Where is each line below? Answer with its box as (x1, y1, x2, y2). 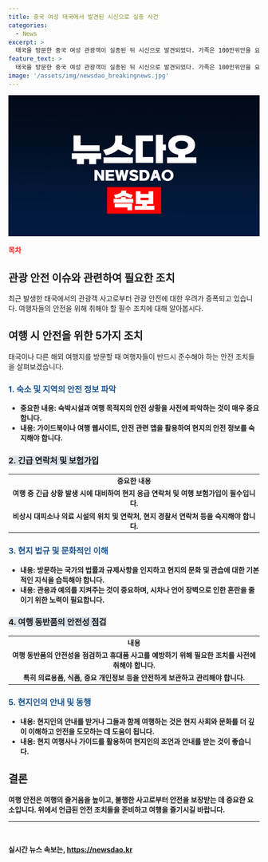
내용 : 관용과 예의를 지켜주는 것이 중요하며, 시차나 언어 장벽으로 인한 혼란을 (19, 585, 247, 594)
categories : (8, 21, 48, 30)
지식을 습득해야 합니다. (34, 575, 105, 585)
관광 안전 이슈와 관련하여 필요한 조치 (8, 271, 175, 285)
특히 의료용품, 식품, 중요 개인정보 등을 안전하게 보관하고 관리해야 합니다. (22, 673, 246, 683)
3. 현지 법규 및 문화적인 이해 (8, 545, 109, 557)
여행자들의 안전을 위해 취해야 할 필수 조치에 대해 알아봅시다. (18, 304, 204, 313)
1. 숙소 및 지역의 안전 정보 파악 (8, 384, 116, 395)
